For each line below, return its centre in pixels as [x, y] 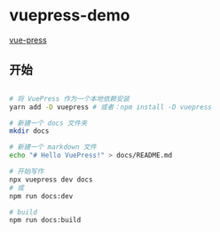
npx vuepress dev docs [51, 179]
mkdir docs [29, 131]
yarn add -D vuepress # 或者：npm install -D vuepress [111, 107]
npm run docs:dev [41, 196]
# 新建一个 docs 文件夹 [48, 123]
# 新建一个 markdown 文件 [53, 147]
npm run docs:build [45, 220]
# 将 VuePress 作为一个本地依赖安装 [70, 98]
